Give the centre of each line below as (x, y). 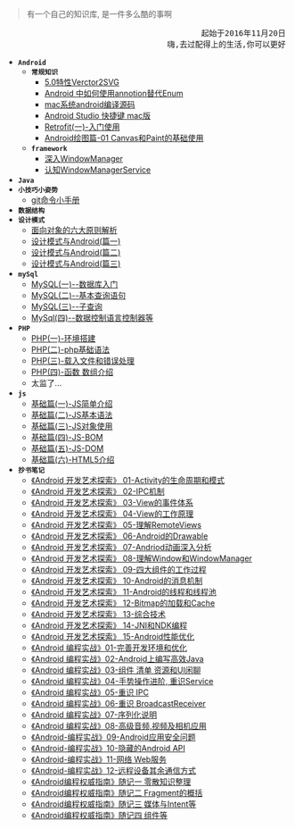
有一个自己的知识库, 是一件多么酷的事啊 (99, 14)
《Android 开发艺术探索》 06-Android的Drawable (119, 536)
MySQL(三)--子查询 (66, 306)
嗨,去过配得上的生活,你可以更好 (226, 44)
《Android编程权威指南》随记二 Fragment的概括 (117, 793)
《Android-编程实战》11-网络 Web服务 (98, 759)
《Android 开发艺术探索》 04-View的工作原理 (112, 514)
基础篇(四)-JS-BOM (67, 437)
